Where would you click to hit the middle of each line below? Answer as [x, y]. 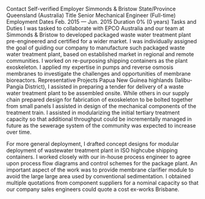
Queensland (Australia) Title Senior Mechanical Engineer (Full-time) [91, 15]
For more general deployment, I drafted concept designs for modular [92, 144]
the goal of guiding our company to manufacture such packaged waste [95, 48]
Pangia [15, 87]
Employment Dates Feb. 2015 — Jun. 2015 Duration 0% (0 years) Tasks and [102, 22]
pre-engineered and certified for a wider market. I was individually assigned [102, 41]
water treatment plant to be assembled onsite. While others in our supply [98, 93]
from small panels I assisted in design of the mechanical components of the [101, 106]
